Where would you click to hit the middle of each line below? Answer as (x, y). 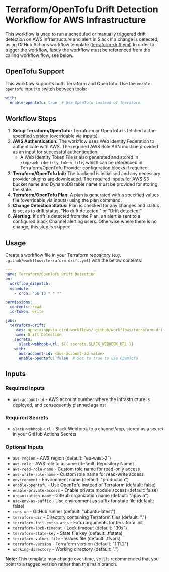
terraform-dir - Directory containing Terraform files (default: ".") (79, 517)
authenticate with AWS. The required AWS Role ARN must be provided (85, 147)
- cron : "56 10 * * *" (38, 293)
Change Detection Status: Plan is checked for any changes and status (86, 206)
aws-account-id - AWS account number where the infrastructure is (81, 399)
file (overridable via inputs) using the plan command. (67, 200)
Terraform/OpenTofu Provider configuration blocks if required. (84, 168)
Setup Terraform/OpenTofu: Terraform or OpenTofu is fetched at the (84, 131)
